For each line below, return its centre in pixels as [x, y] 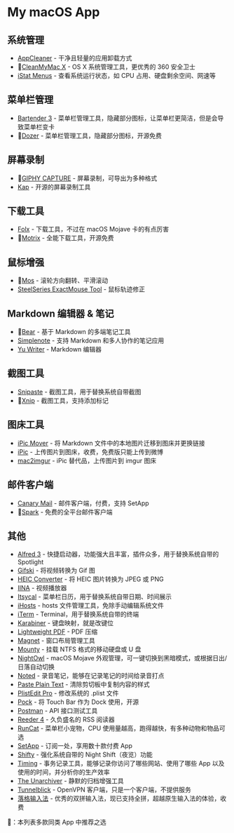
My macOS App [54, 12]
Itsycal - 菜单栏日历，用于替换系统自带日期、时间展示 [94, 597]
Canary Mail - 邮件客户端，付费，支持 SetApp [83, 503]
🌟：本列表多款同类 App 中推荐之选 [57, 822]
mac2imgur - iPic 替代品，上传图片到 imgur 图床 [87, 460]
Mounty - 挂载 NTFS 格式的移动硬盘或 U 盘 [79, 649]
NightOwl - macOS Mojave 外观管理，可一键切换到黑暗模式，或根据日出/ [122, 658]
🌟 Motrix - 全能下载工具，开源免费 [66, 238]
